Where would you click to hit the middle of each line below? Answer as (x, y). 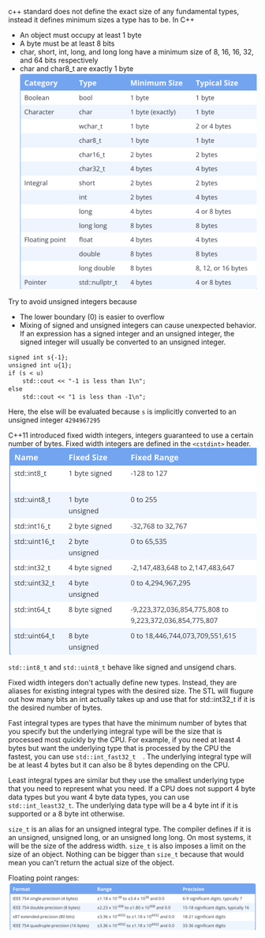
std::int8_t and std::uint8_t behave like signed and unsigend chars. (122, 667)
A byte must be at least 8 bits (67, 43)
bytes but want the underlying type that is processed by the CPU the (119, 749)
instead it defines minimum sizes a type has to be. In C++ (101, 20)
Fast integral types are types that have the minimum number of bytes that (127, 723)
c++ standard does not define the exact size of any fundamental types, (123, 11)
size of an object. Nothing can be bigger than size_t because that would (126, 854)
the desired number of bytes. (55, 708)
